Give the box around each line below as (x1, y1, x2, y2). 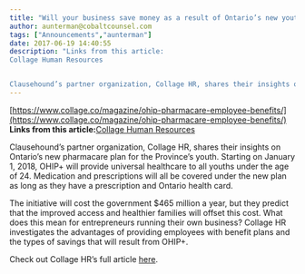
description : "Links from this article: (9, 47, 165, 56)
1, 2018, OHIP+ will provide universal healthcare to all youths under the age (9, 161, 290, 171)
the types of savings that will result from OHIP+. (9, 236, 189, 247)
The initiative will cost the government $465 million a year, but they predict (9, 197, 289, 209)
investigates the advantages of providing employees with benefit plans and (9, 226, 290, 237)
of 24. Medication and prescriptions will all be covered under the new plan (9, 170, 288, 181)
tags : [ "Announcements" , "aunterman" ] (9, 30, 152, 39)
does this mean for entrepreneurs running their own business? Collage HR (9, 217, 287, 228)
